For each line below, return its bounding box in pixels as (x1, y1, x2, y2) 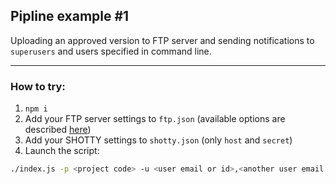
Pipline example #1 (10, 8, 130, 25)
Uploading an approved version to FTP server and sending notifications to (10, 34, 315, 46)
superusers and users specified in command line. (10, 45, 212, 57)
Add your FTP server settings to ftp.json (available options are (24, 113, 286, 125)
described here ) (24, 124, 92, 136)
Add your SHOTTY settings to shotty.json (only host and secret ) (24, 134, 293, 146)
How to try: (10, 79, 66, 93)
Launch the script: (24, 145, 100, 157)
